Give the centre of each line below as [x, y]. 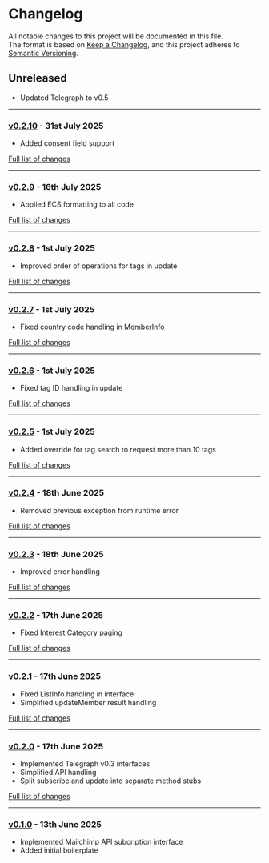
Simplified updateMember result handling [88, 702]
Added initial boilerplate [59, 850]
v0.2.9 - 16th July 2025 [55, 187]
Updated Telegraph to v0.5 [64, 98]
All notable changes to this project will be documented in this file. [116, 36]
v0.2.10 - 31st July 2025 [56, 126]
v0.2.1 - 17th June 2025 [55, 676]
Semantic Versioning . [43, 53]
